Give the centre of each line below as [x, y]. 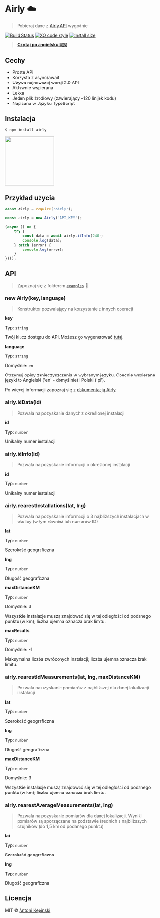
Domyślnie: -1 [19, 650]
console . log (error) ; [43, 250]
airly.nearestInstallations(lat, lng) [46, 505]
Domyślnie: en [19, 366]
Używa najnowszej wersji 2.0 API [45, 83]
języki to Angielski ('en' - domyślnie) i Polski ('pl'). [55, 380]
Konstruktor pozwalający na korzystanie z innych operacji [75, 309]
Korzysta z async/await [36, 77]
